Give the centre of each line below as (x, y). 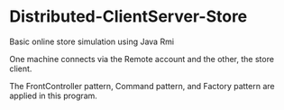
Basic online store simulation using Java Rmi (92, 41)
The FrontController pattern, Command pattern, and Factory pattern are (142, 86)
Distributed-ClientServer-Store (128, 17)
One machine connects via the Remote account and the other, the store (142, 59)
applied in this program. (53, 96)
